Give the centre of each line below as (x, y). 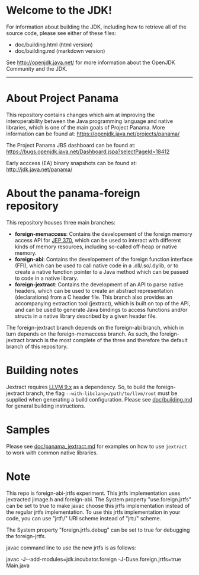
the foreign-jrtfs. (26, 536)
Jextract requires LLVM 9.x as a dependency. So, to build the (81, 387)
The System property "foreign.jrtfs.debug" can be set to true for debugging (98, 530)
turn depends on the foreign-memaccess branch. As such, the (82, 334)
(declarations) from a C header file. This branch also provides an (94, 297)
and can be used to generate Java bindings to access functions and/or (101, 309)
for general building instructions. (46, 406)
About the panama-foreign (73, 193)
